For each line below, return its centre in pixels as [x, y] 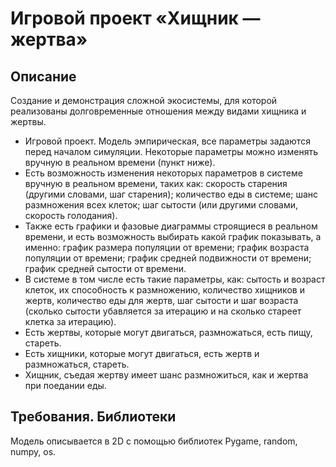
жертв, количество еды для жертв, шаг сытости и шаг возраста [161, 300]
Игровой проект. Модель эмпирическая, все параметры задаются [167, 141]
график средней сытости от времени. [105, 268]
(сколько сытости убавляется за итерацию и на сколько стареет [163, 311]
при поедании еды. [65, 385]
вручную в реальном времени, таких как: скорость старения [156, 183]
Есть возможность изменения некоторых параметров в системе [163, 173]
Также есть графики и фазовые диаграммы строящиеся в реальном [171, 226]
